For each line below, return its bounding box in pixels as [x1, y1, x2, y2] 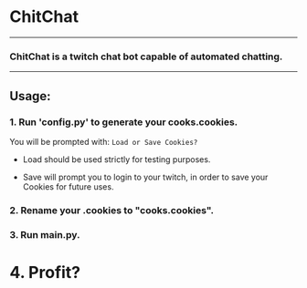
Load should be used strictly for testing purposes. [22, 153, 211, 165]
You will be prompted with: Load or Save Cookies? [9, 136, 198, 147]
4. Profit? [9, 262, 81, 283]
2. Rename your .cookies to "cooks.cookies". [9, 203, 215, 216]
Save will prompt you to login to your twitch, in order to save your [22, 171, 269, 182]
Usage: [9, 88, 52, 104]
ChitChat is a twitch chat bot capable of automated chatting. [9, 50, 283, 63]
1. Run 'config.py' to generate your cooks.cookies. [9, 116, 238, 129]
